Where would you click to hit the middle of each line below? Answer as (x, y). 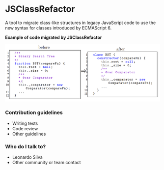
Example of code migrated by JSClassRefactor (54, 37)
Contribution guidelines (34, 113)
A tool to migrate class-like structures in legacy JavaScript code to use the (81, 23)
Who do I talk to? (26, 146)
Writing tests (25, 123)
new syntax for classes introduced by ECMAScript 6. (58, 28)
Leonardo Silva (27, 157)
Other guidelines (29, 134)
